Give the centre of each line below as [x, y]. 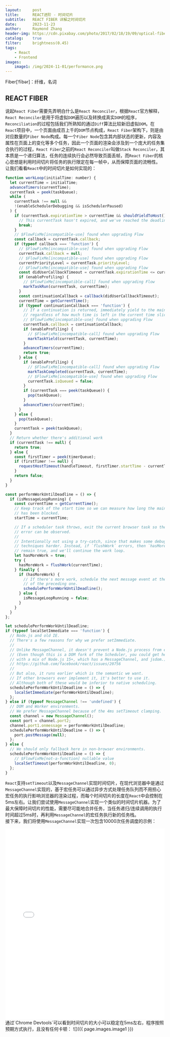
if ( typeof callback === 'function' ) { [56, 244]
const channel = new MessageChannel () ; [52, 716]
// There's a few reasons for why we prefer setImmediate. [73, 641]
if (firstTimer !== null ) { [44, 462]
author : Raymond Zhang [34, 29]
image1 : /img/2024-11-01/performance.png [58, 67]
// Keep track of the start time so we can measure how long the [85, 509]
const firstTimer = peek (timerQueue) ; [55, 457]
